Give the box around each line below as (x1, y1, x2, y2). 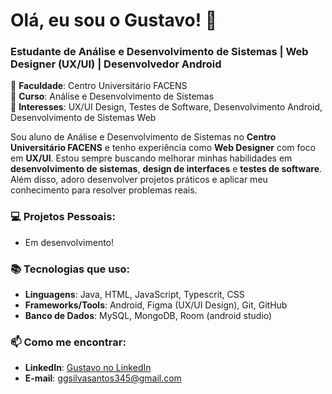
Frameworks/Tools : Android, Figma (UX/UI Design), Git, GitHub (24, 299, 288, 311)
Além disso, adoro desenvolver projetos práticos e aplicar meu (10, 174, 268, 186)
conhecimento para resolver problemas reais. (10, 184, 198, 196)
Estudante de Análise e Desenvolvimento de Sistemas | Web (10, 45, 309, 59)
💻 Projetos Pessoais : (10, 210, 116, 224)
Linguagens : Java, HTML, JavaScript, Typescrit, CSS (24, 289, 245, 301)
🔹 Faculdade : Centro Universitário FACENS (10, 80, 188, 92)
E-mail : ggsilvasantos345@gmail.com (24, 372, 182, 384)
